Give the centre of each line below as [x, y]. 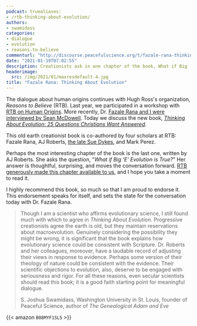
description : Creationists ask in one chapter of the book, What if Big [97, 66]
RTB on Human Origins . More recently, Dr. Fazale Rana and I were [86, 112]
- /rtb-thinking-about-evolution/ [48, 17]
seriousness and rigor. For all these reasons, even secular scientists [102, 276]
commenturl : [21, 55]
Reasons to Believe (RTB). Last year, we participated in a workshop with [93, 105]
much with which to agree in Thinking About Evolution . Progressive [101, 220]
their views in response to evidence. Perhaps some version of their [101, 257]
